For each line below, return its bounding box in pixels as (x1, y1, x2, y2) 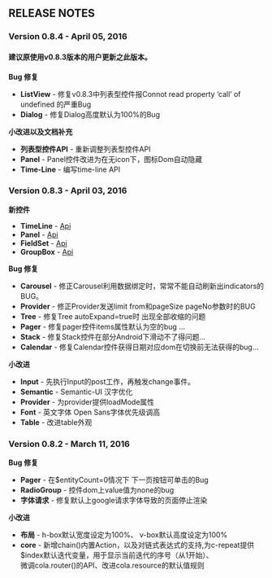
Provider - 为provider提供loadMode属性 (19, 396, 155, 406)
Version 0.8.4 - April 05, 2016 (8, 31, 127, 42)
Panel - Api (19, 230, 58, 239)
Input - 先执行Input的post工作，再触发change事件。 (19, 376, 195, 386)
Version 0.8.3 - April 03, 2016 (8, 185, 127, 196)
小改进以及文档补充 (8, 126, 73, 137)
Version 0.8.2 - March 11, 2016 (8, 438, 130, 449)
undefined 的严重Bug (19, 99, 92, 109)
